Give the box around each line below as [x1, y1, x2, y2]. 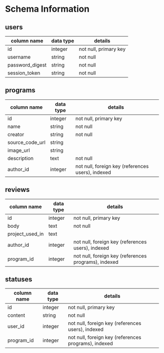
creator [7, 131, 24, 138]
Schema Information [5, 3, 90, 15]
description [7, 155, 34, 162]
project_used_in [7, 230, 44, 237]
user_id [7, 323, 24, 330]
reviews [5, 186, 30, 194]
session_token [7, 70, 41, 76]
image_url [7, 147, 30, 154]
